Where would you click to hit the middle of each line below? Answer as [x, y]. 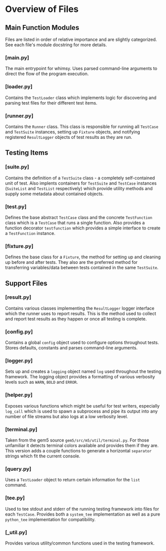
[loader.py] [19, 87]
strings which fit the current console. [43, 456]
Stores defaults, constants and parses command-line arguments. [71, 348]
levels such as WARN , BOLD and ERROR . [42, 382]
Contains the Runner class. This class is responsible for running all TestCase [82, 126]
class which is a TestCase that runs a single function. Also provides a [75, 222]
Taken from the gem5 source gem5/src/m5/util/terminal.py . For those [77, 440]
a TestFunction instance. [30, 233]
